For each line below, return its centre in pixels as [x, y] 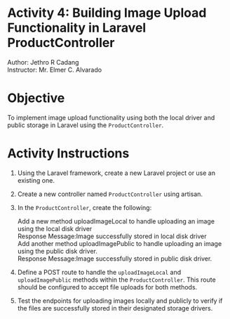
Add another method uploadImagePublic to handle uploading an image [120, 243]
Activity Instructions [68, 154]
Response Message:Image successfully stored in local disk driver [112, 236]
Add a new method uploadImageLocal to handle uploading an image [116, 221]
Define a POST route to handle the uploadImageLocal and [99, 272]
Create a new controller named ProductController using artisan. [110, 194]
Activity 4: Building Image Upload [107, 13]
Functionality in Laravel [77, 28]
